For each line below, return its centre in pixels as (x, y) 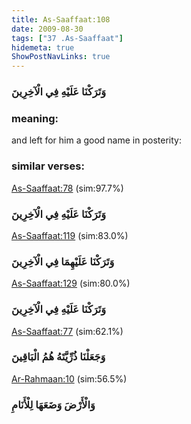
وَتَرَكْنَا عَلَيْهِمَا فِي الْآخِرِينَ (63, 261)
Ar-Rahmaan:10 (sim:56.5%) (69, 378)
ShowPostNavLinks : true (61, 57)
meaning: (35, 118)
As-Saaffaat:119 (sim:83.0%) (70, 235)
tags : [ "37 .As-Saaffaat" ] (67, 38)
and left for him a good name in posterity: (96, 140)
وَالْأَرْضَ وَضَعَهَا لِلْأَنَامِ (53, 404)
